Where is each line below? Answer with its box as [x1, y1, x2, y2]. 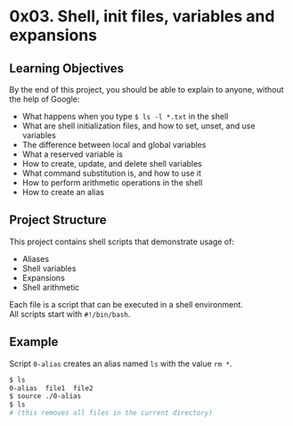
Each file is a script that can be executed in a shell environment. [9, 299, 243, 309]
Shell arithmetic [21, 282, 80, 292]
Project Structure [9, 212, 107, 228]
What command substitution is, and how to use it [21, 168, 202, 178]
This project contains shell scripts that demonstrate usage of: [9, 236, 234, 247]
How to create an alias [21, 187, 105, 197]
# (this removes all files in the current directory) [9, 408, 214, 418]
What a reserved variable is [21, 149, 123, 160]
